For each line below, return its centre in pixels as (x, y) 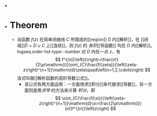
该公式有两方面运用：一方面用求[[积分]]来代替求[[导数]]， (82, 84)
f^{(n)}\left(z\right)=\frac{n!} (90, 59)
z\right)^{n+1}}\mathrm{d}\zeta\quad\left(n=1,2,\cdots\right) (83, 70)
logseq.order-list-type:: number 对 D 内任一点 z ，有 (69, 51)
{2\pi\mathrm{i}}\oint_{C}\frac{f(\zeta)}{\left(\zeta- (87, 64)
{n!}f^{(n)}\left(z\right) (87, 108)
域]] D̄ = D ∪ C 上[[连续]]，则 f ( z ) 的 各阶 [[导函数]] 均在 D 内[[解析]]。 (86, 45)
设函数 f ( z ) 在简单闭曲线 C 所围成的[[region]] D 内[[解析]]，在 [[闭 (83, 39)
